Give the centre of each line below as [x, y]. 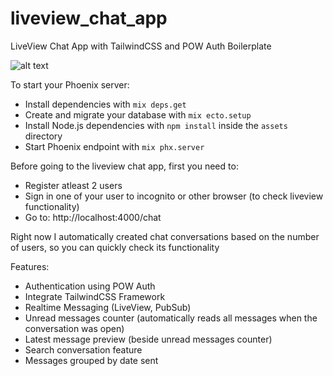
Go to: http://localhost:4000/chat [93, 217]
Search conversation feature [83, 349]
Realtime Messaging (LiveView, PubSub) [108, 307]
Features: [30, 266]
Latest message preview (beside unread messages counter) [148, 339]
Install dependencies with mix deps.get [105, 104]
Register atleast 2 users [73, 185]
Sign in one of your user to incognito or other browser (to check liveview [174, 196]
